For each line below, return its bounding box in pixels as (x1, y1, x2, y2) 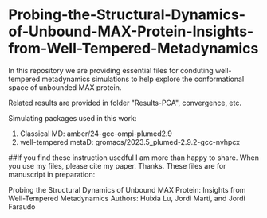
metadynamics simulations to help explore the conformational (41, 74, 245, 84)
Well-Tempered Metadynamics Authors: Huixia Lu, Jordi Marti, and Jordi (8, 193, 245, 203)
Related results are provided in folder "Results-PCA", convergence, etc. (8, 98, 241, 107)
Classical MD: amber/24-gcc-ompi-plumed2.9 (19, 129, 173, 138)
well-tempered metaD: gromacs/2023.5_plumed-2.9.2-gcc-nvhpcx (19, 137, 241, 146)
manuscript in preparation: (8, 169, 96, 179)
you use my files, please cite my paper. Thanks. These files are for (8, 161, 226, 170)
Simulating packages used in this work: (8, 113, 137, 123)
